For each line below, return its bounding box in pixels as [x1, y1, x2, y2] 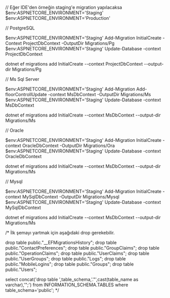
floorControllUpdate [5, 92, 47, 97]
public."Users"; [5, 266, 37, 273]
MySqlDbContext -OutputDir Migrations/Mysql [22, 194, 120, 200]
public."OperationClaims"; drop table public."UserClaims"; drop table [5, 250, 150, 256]
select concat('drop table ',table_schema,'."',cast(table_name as [5, 277, 138, 282]
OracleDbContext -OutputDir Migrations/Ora [22, 142, 115, 148]
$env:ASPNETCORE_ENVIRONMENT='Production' [5, 15, 110, 21]
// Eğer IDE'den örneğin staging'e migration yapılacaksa [5, 5, 122, 10]
